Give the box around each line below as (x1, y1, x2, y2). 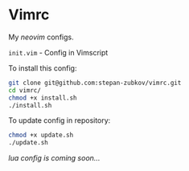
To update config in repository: (8, 116, 111, 125)
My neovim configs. (8, 32, 74, 42)
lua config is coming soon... (8, 153, 101, 163)
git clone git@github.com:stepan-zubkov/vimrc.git (8, 79, 182, 87)
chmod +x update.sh (8, 131, 74, 140)
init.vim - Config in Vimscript (8, 47, 109, 57)
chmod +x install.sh (8, 94, 78, 102)
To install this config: (8, 63, 77, 73)
